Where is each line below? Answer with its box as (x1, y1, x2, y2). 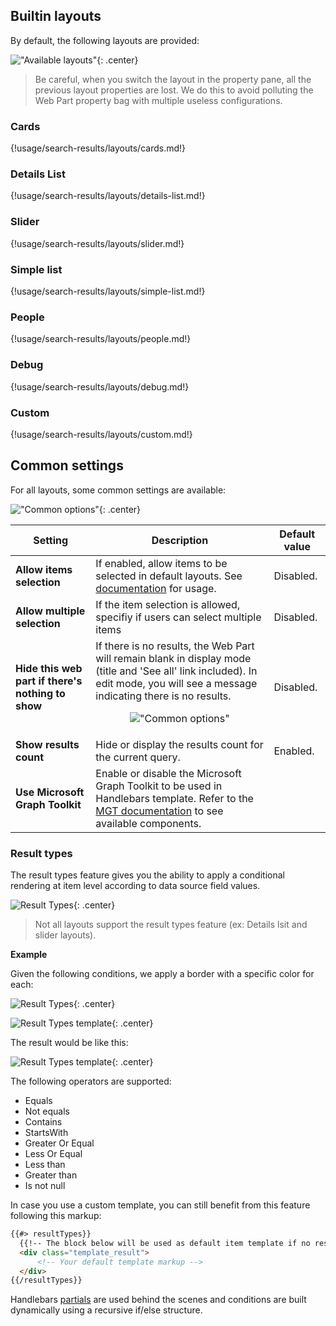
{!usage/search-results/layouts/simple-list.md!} (10, 285, 206, 297)
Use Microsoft (15, 785, 85, 799)
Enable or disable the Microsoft (95, 766, 242, 780)
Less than (24, 1159, 66, 1170)
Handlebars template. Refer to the (95, 791, 254, 805)
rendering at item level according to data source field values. (10, 880, 261, 891)
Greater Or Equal (24, 1137, 95, 1149)
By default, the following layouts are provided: (10, 34, 200, 46)
